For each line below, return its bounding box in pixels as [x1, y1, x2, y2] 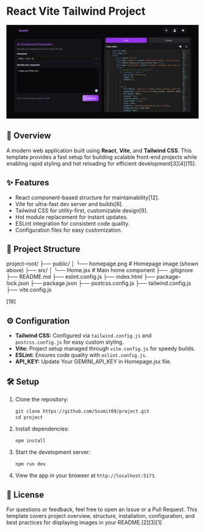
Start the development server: [15, 448, 91, 456]
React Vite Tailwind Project [6, 4, 146, 18]
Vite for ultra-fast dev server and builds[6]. [15, 200, 123, 207]
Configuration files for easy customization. [15, 226, 123, 234]
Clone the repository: [15, 396, 69, 403]
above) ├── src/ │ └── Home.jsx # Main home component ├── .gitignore [6, 267, 193, 274]
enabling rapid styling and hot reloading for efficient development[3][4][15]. [6, 160, 196, 167]
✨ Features [6, 177, 49, 188]
